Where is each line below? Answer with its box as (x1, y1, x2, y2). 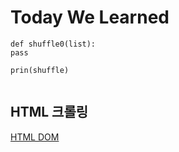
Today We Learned (10, 6, 170, 29)
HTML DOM (10, 131, 60, 143)
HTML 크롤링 (10, 104, 89, 121)
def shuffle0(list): (10, 39, 97, 49)
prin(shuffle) (10, 65, 70, 75)
